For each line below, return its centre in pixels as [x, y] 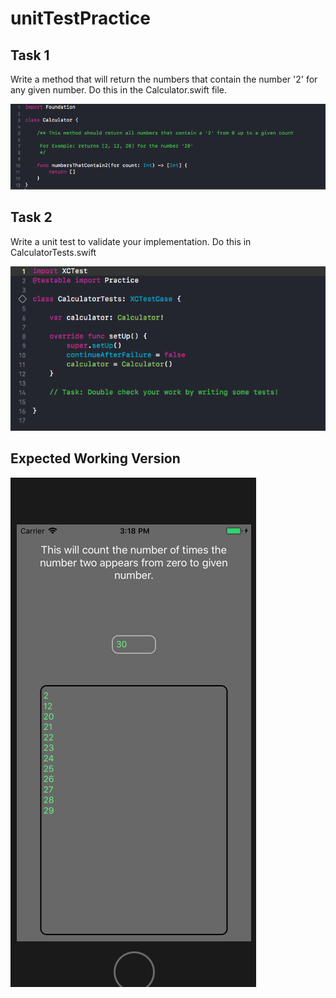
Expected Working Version [95, 458]
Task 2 [31, 217]
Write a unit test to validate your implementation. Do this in [131, 241]
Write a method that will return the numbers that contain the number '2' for [164, 79]
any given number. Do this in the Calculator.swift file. [119, 90]
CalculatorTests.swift [53, 252]
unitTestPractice [80, 18]
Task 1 [30, 55]
